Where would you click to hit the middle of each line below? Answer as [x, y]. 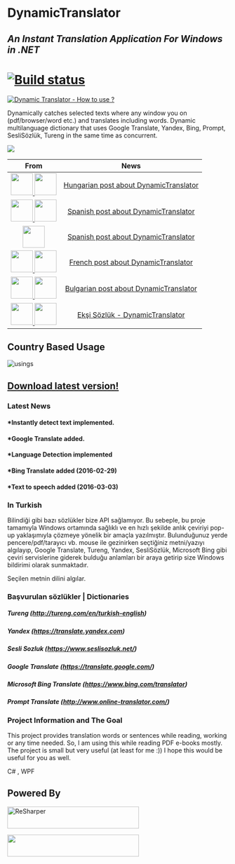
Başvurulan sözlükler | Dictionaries [68, 596]
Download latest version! [63, 386]
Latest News [29, 406]
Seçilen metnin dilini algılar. [47, 578]
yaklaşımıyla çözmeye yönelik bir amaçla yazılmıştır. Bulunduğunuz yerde [122, 535]
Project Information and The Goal [65, 720]
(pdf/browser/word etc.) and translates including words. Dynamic [102, 120]
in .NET [23, 49]
